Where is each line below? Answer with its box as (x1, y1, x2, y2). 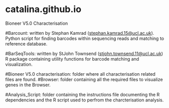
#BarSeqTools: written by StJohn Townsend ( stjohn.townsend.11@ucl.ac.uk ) (5, 50, 163, 57)
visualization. (5, 61, 33, 67)
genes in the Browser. (5, 82, 51, 88)
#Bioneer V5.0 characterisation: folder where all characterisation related (5, 71, 156, 77)
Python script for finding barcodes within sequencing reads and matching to (5, 35, 164, 41)
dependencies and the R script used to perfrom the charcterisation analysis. (5, 97, 164, 103)
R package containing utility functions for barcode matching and (5, 56, 139, 62)
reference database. (5, 40, 48, 46)
